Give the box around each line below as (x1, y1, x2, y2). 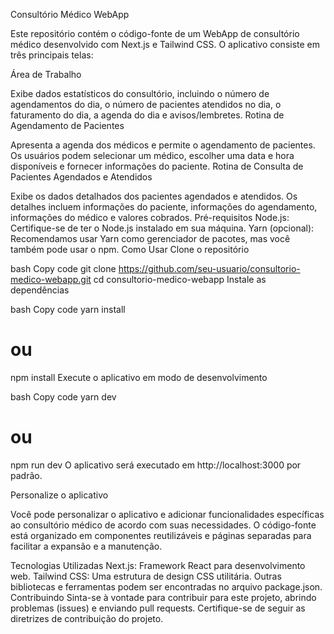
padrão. (10, 469, 43, 481)
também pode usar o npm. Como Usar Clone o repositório (10, 244, 250, 255)
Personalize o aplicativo (10, 489, 109, 501)
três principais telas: (10, 49, 94, 61)
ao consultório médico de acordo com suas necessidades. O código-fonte (10, 519, 317, 531)
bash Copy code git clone (10, 263, 117, 274)
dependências (10, 284, 70, 296)
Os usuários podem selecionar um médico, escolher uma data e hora (10, 150, 295, 161)
